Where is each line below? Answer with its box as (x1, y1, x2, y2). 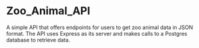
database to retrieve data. (6, 36, 71, 43)
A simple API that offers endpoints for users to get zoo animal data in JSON (6, 24, 193, 31)
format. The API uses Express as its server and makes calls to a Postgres (6, 30, 188, 37)
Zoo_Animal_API (6, 4, 90, 18)
